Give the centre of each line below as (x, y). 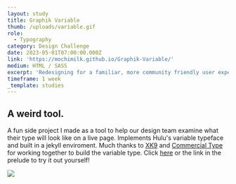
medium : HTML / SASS (38, 66)
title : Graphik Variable (44, 20)
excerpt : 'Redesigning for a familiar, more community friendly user (111, 72)
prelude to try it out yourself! (48, 160)
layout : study (28, 14)
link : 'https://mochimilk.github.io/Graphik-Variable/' (91, 59)
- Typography (33, 40)
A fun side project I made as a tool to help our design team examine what (113, 131)
